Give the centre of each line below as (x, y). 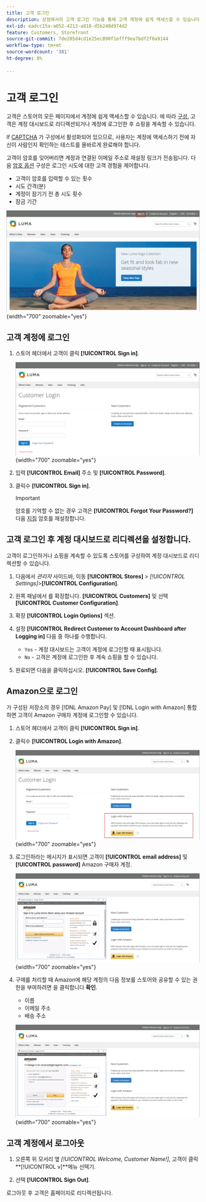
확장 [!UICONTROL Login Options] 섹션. (65, 615)
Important (28, 498)
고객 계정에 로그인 (38, 337)
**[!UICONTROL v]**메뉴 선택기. (55, 1167)
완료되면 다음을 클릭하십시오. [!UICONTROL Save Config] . (86, 670)
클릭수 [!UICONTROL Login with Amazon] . (69, 741)
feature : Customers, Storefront (48, 33)
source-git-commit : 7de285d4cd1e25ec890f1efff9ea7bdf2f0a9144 (87, 39)
